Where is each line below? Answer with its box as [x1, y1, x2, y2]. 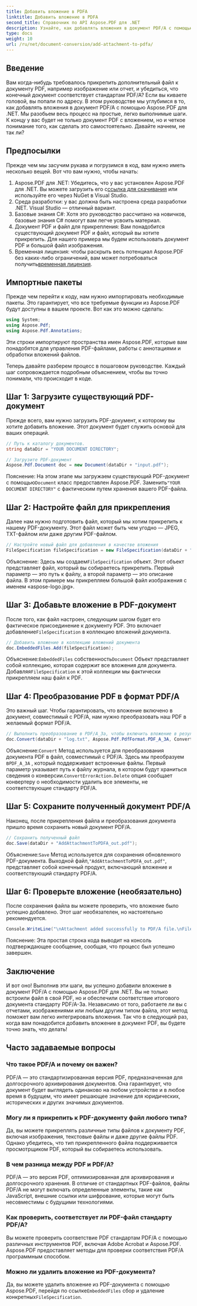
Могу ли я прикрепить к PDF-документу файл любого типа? [6, 1113, 188, 1121]
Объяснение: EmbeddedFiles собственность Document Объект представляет [6, 655, 189, 662]
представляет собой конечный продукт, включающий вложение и [6, 863, 172, 871]
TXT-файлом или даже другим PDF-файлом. [6, 531, 117, 538]
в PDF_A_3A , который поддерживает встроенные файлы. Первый [6, 759, 166, 767]
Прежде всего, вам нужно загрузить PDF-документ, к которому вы [6, 417, 175, 424]
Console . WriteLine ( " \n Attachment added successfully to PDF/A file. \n [6, 926, 182, 932]
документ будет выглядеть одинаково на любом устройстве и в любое [6, 1086, 185, 1093]
